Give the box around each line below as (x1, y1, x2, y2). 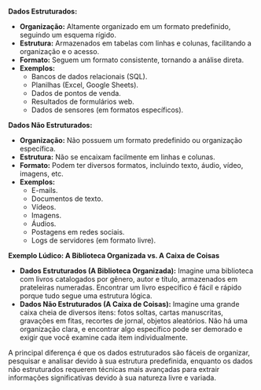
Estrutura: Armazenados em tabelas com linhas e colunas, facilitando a (19, 38, 252, 48)
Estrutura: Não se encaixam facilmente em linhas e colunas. (19, 152, 215, 162)
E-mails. (31, 186, 58, 195)
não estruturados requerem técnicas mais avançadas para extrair (8, 365, 220, 374)
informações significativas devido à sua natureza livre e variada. (8, 373, 216, 382)
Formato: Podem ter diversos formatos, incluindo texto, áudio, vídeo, (19, 161, 244, 169)
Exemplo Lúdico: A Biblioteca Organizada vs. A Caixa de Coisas (8, 251, 220, 260)
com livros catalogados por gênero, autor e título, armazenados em (19, 275, 238, 283)
